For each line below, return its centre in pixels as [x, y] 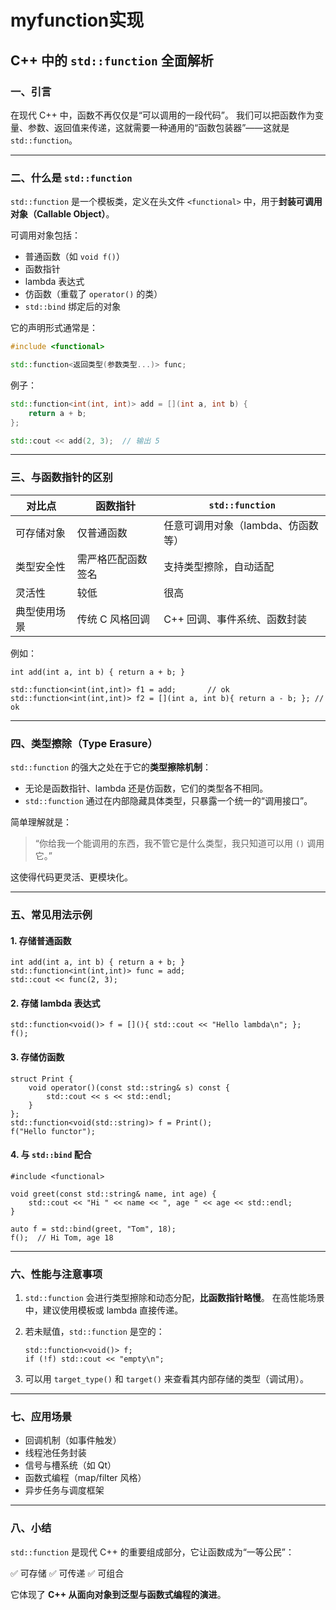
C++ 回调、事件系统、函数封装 [235, 619]
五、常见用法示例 [51, 914]
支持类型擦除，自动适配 [219, 566]
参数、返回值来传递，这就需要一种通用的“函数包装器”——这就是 [158, 127]
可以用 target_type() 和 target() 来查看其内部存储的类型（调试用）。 [166, 1379]
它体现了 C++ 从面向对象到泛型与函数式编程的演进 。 [118, 1594]
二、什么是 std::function [71, 178]
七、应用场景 [41, 1416]
